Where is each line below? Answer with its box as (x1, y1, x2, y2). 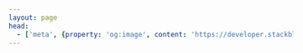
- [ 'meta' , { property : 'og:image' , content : (16, 30, 187, 39)
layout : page (8, 13, 58, 22)
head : (8, 22, 29, 31)
